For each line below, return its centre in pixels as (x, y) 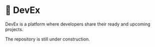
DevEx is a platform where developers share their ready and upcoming (78, 24)
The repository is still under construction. (47, 39)
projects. (14, 29)
